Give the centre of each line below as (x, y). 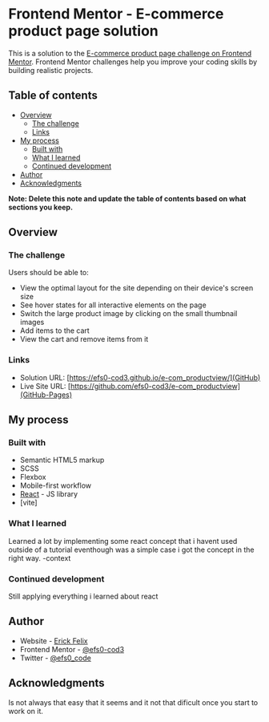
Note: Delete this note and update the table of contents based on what (127, 198)
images (32, 322)
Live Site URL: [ (45, 386)
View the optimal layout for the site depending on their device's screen (137, 288)
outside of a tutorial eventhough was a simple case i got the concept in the (131, 550)
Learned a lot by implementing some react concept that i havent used (123, 541)
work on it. (26, 711)
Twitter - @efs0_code (56, 658)
